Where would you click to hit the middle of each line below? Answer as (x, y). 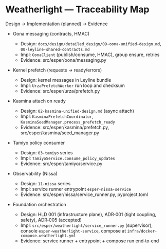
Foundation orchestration (40, 204)
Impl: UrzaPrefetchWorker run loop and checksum (72, 85)
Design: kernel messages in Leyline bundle (66, 80)
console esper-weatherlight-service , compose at (73, 230)
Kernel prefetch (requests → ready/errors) (57, 70)
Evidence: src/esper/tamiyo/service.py (61, 164)
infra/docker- (142, 231)
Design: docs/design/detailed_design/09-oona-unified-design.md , (91, 43)
